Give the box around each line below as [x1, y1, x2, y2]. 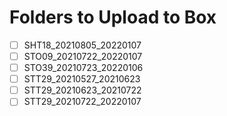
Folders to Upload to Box [9, 6, 217, 29]
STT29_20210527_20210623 [23, 73, 141, 85]
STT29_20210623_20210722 [23, 84, 142, 96]
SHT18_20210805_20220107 [23, 39, 142, 51]
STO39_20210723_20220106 [23, 62, 144, 74]
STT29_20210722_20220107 [23, 96, 142, 108]
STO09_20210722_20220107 [23, 51, 143, 62]
